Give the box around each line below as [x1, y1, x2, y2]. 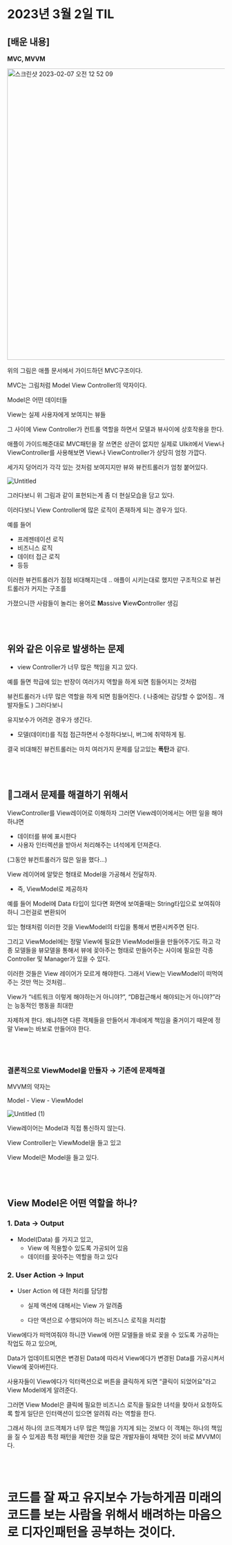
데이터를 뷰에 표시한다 [17, 832, 77, 840]
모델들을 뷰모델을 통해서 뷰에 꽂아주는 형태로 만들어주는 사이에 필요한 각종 [14, 946, 214, 954]
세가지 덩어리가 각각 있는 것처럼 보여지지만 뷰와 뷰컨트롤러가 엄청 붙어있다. [7, 463, 209, 471]
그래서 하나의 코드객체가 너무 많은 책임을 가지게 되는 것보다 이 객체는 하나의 [7, 1423, 210, 1432]
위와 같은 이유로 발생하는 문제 [7, 643, 125, 655]
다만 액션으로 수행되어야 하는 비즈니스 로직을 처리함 [27, 1316, 166, 1324]
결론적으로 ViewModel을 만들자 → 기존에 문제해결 [7, 1065, 166, 1075]
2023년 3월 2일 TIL [7, 6, 115, 22]
